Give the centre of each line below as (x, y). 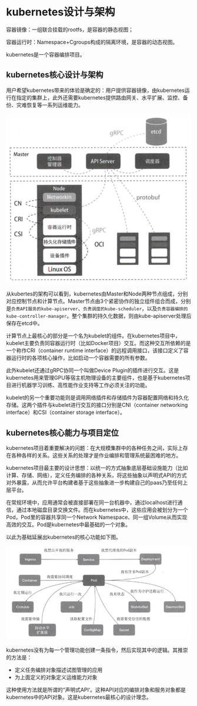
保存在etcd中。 (24, 323)
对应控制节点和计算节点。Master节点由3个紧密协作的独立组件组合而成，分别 (98, 301)
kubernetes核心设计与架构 (55, 75)
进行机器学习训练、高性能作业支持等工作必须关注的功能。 (81, 385)
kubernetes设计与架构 (61, 12)
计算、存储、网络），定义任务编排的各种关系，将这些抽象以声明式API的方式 (96, 475)
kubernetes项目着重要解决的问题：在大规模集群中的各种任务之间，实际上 (95, 448)
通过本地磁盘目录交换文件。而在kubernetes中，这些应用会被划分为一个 (102, 510)
